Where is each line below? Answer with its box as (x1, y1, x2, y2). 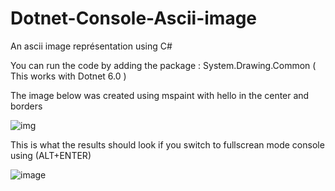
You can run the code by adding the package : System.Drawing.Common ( (10, 59, 317, 71)
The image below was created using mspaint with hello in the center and (10, 89, 310, 101)
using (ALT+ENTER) (10, 149, 92, 161)
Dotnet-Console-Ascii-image (10, 7, 258, 30)
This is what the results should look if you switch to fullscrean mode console (10, 138, 325, 151)
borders (10, 100, 43, 112)
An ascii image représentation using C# (10, 40, 173, 52)
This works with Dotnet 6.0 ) (10, 70, 127, 82)
